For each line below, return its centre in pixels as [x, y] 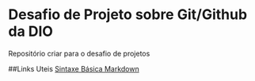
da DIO [31, 31]
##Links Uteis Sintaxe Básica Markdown [74, 68]
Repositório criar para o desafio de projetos [79, 53]
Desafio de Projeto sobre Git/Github [128, 15]
